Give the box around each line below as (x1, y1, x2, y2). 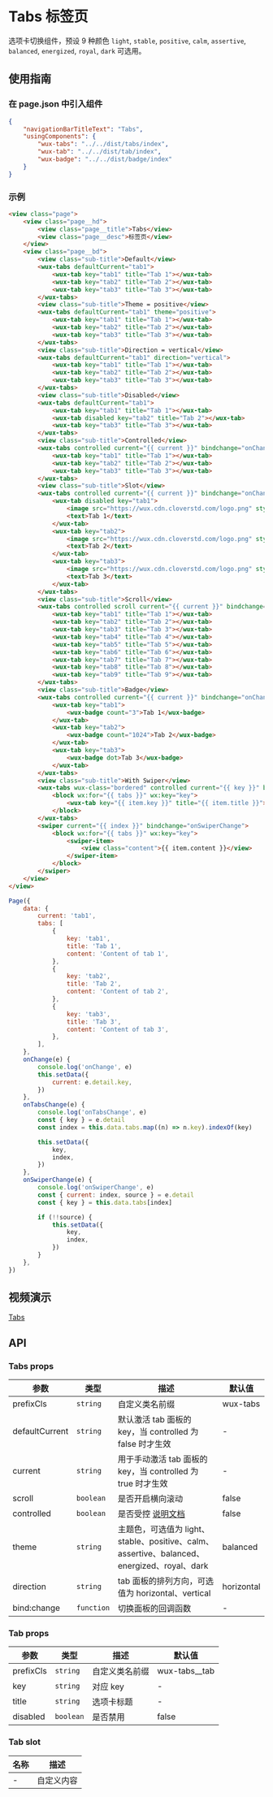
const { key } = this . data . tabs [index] (37, 1198, 173, 1206)
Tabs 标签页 (8, 7, 89, 26)
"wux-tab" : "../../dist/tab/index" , (37, 148, 162, 156)
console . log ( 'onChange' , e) (37, 1063, 132, 1071)
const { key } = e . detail (37, 1116, 126, 1124)
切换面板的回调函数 (117, 1603, 192, 1614)
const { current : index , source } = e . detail (37, 1191, 195, 1199)
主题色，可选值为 (117, 1524, 184, 1535)
